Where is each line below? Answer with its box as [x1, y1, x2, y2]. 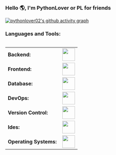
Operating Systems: [8, 138, 57, 145]
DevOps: [8, 94, 29, 101]
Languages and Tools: [5, 30, 61, 37]
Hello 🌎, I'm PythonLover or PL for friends [5, 4, 111, 11]
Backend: [8, 51, 31, 58]
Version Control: [8, 109, 48, 116]
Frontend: [8, 65, 32, 72]
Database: [8, 80, 33, 87]
